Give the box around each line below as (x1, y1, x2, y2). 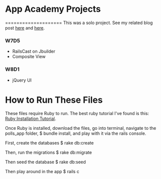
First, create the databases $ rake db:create (5, 140, 94, 146)
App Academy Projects (5, 3, 101, 15)
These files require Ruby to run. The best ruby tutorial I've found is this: (5, 111, 149, 117)
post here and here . (5, 25, 45, 30)
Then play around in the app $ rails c (5, 169, 80, 175)
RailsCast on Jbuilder (12, 48, 55, 55)
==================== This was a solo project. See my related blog (5, 20, 153, 26)
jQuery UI (12, 77, 32, 83)
